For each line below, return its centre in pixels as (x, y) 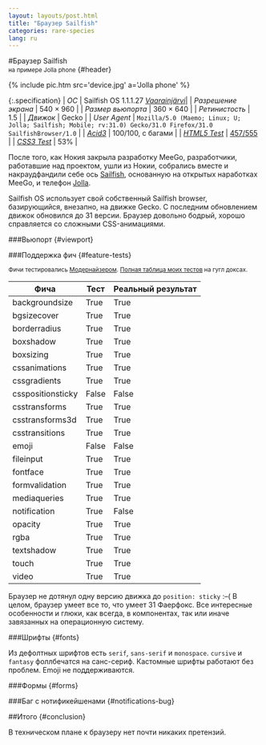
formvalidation (39, 485)
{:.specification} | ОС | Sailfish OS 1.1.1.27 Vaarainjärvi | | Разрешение (123, 100)
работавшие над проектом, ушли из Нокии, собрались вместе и (119, 166)
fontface (28, 472)
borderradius (37, 328)
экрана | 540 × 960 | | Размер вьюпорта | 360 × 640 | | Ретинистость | (129, 109)
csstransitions (39, 433)
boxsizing (31, 355)
